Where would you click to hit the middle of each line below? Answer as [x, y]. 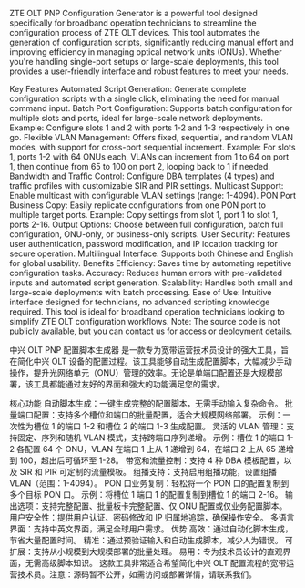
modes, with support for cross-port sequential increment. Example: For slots [152, 147]
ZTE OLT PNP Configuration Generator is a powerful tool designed [133, 13]
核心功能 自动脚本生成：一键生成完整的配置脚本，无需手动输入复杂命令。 [146, 403]
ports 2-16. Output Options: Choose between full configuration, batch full [147, 224]
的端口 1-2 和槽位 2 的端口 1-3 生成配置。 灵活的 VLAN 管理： [172, 426]
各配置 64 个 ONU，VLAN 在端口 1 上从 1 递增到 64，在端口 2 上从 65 [146, 449]
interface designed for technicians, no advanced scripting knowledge [140, 302]
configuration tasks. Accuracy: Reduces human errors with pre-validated [146, 273]
